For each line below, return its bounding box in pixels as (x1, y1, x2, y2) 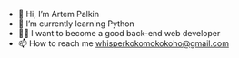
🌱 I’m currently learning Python (17, 18, 134, 29)
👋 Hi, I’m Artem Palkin (17, 9, 100, 19)
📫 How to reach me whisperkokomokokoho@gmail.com (17, 38, 230, 49)
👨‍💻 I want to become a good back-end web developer (17, 28, 221, 38)
